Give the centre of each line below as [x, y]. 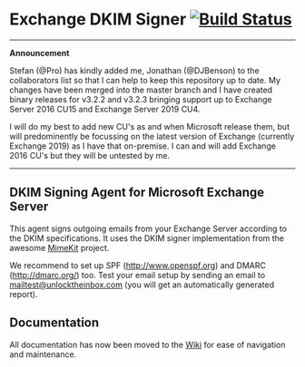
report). [24, 294]
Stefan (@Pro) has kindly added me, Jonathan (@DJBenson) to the [135, 70]
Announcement [39, 53]
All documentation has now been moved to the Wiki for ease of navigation [148, 344]
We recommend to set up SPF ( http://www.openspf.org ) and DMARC [138, 265]
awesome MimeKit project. [59, 247]
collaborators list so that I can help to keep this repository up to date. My [145, 80]
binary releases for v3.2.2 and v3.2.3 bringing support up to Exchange [141, 99]
